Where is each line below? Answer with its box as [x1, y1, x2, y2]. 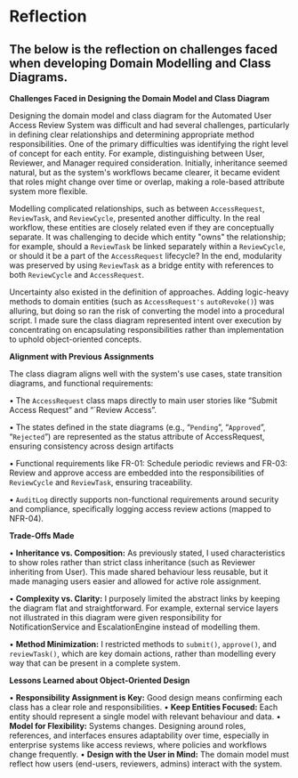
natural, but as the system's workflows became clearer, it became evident [9, 167, 280, 177]
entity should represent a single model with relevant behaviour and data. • [9, 711, 282, 722]
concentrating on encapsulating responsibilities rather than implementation [9, 325, 285, 335]
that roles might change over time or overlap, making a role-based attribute [9, 176, 285, 187]
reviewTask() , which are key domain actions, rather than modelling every [9, 648, 277, 659]
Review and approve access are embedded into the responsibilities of [9, 467, 265, 478]
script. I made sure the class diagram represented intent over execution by [9, 315, 282, 326]
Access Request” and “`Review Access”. [9, 405, 157, 415]
